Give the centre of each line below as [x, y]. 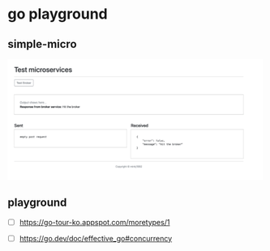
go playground [58, 14]
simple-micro [43, 44]
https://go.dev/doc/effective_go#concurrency [96, 238]
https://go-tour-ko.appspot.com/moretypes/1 [94, 222]
